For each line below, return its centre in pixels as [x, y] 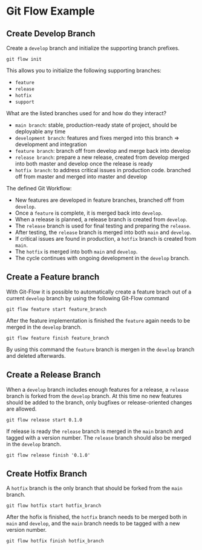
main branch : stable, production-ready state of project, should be [96, 125]
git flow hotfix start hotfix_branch [54, 506]
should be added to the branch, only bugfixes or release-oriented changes [99, 402]
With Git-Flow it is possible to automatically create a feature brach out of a [99, 292]
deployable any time [40, 131]
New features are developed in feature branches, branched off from [99, 200]
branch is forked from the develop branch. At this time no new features [94, 396]
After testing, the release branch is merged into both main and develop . [103, 232]
